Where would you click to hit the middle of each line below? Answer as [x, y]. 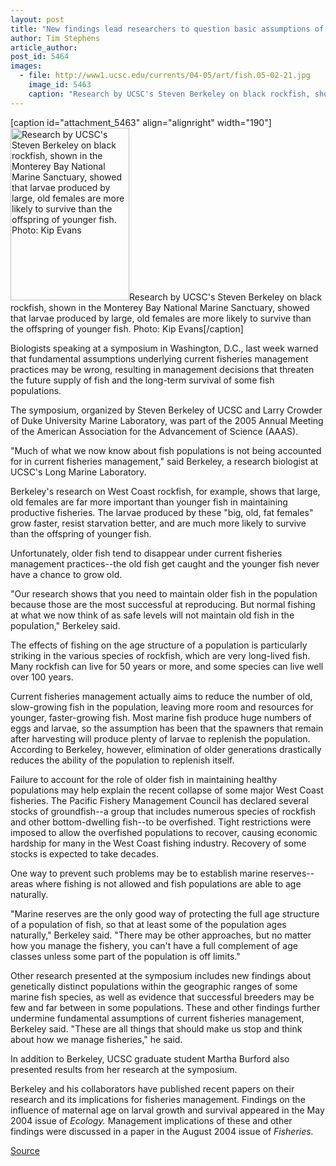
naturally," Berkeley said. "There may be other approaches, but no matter [161, 935]
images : [26, 66]
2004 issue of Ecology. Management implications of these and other [151, 1120]
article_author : [44, 47]
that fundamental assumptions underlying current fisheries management [159, 358]
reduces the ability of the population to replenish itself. [122, 760]
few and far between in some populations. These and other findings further [165, 1007]
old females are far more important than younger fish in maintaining [149, 502]
